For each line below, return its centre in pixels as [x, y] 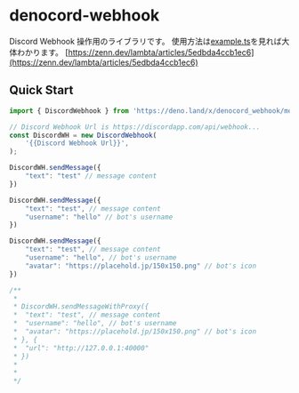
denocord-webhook [85, 16]
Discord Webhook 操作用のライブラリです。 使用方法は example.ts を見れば [145, 41]
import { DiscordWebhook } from [69, 111]
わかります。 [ [42, 52]
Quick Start [41, 90]
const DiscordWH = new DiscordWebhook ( [83, 135]
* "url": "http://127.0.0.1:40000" [81, 348]
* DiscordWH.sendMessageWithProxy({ [81, 307]
